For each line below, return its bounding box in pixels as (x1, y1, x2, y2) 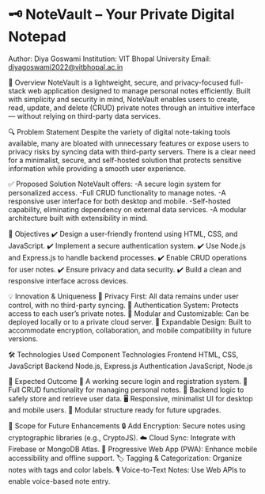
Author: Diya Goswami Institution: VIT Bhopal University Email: (8, 54, 211, 63)
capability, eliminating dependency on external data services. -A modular (8, 204, 247, 214)
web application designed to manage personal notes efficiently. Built (27, 85, 251, 95)
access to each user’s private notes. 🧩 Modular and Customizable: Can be (8, 309, 249, 318)
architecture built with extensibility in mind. (8, 213, 149, 222)
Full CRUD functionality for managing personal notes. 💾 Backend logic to (8, 385, 244, 394)
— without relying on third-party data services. (8, 111, 161, 120)
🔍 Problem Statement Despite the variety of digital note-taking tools (8, 127, 231, 136)
